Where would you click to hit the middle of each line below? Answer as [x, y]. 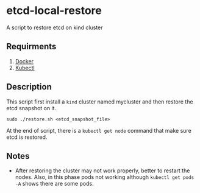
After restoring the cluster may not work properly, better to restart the [102, 170]
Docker [24, 61]
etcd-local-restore [54, 11]
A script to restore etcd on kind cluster [55, 27]
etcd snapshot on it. [31, 108]
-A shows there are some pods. [54, 184]
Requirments [31, 47]
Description [29, 87]
